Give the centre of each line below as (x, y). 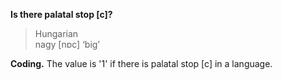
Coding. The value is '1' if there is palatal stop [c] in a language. (141, 63)
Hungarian (56, 33)
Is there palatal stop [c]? (61, 14)
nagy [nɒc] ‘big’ (67, 44)
